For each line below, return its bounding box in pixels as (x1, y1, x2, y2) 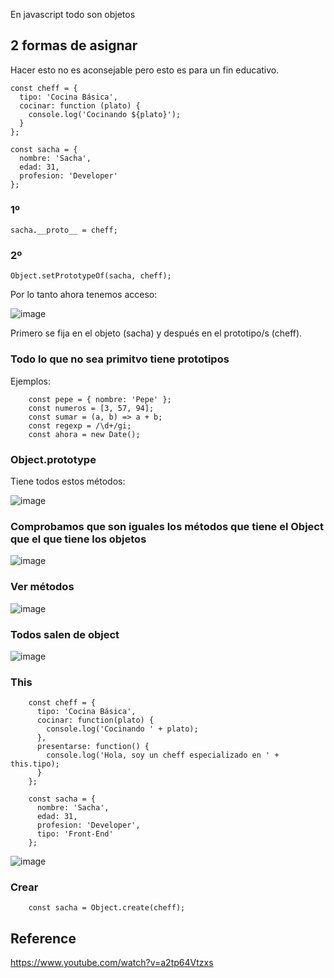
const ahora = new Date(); (28, 429, 141, 439)
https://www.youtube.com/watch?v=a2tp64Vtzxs (10, 957, 214, 969)
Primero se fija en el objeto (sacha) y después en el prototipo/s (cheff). (10, 327, 303, 339)
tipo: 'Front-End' (36, 829, 114, 839)
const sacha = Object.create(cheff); (28, 903, 186, 913)
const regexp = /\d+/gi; (28, 420, 132, 431)
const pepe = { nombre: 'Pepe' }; (28, 394, 172, 404)
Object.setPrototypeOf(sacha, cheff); (10, 271, 172, 281)
